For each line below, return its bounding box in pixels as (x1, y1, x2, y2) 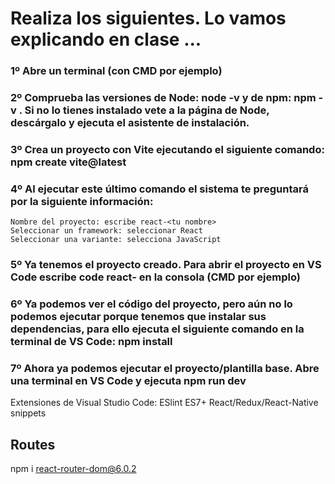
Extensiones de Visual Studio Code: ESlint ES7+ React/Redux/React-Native (10, 397, 319, 409)
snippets (10, 407, 47, 419)
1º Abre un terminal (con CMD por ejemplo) (10, 64, 223, 78)
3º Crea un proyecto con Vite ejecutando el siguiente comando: (10, 142, 325, 156)
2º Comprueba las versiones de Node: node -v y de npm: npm (10, 91, 317, 105)
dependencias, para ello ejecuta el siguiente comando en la (10, 322, 305, 336)
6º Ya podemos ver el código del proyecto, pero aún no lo (10, 297, 293, 311)
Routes (10, 436, 56, 453)
